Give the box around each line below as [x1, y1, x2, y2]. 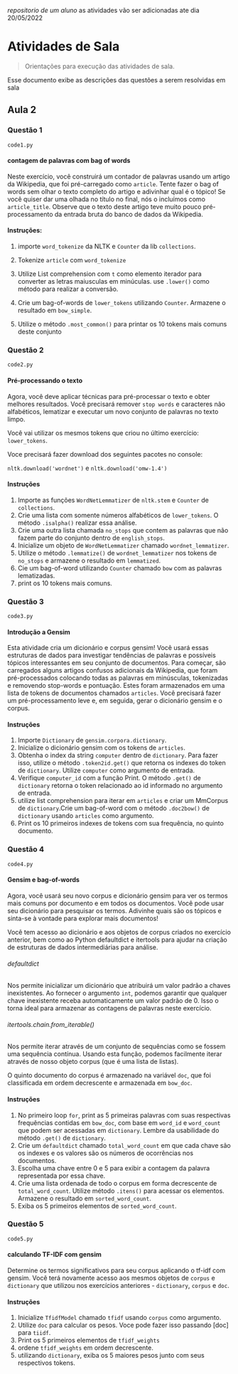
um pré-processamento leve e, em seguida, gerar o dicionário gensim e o [7, 696, 222, 705]
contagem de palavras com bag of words [7, 156, 131, 165]
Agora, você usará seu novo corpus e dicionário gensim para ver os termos [7, 891, 229, 900]
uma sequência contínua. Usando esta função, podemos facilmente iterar [7, 1050, 222, 1058]
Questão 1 [7, 125, 43, 135]
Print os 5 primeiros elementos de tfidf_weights [17, 1336, 160, 1345]
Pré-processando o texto [7, 376, 83, 385]
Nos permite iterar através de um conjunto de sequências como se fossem [7, 1042, 226, 1051]
